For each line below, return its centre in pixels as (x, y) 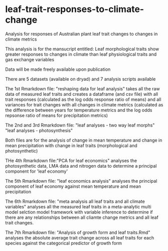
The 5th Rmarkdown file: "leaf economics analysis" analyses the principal (81, 181)
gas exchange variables (30, 59)
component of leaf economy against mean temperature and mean (73, 186)
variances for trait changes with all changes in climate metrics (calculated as (84, 104)
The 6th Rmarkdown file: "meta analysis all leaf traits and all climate (75, 201)
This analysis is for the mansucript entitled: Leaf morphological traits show (82, 49)
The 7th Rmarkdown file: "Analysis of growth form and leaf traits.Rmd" (78, 232)
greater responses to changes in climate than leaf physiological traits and (81, 54)
